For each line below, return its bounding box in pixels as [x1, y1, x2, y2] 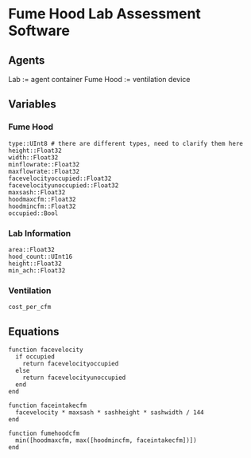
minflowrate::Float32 [8, 160, 80, 168]
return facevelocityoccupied [22, 360, 119, 368]
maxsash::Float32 [8, 188, 66, 196]
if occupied [15, 353, 56, 361]
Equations [8, 324, 60, 339]
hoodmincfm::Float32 [8, 202, 77, 210]
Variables [8, 97, 57, 112]
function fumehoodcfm [8, 429, 80, 438]
